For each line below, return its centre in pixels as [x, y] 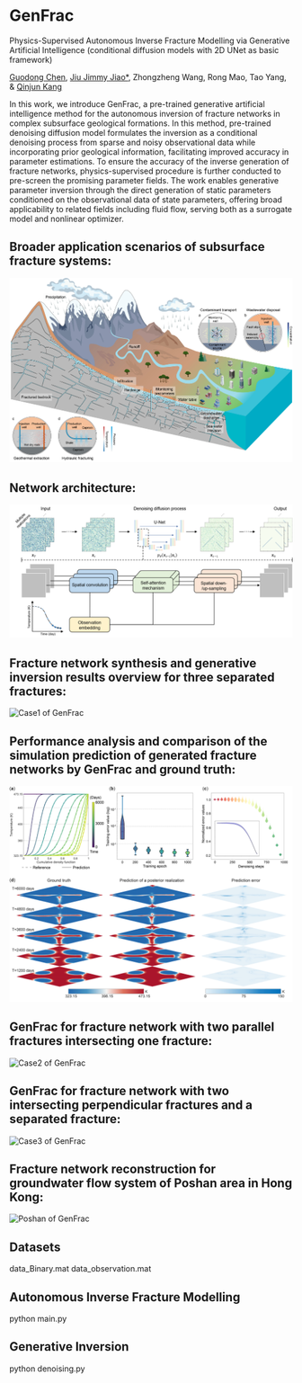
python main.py [38, 1319]
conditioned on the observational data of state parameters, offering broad [146, 200]
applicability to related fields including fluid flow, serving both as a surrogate [151, 209]
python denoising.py [47, 1369]
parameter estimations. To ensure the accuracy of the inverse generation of [149, 161]
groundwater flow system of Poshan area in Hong [151, 1183]
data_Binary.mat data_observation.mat [80, 1269]
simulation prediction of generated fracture [133, 755]
